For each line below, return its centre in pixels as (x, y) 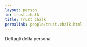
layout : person (21, 10)
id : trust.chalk (22, 15)
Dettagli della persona (28, 39)
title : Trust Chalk (25, 19)
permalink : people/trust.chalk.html (43, 24)
